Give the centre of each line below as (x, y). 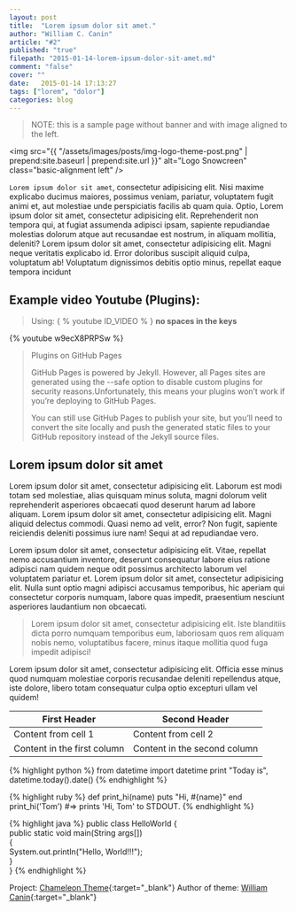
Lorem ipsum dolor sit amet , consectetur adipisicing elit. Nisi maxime (136, 188)
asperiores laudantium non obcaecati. (78, 606)
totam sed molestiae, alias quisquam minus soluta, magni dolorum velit (138, 495)
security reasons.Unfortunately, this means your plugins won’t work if (158, 391)
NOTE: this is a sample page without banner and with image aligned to (159, 125)
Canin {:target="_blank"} (53, 897)
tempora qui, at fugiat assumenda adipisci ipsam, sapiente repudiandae (140, 225)
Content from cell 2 (173, 734)
